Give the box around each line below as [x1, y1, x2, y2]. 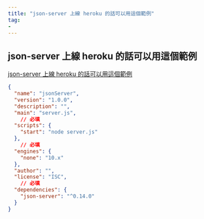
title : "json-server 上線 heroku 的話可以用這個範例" [8, 10, 155, 17]
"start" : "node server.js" [20, 128, 98, 135]
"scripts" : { [14, 122, 52, 129]
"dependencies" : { [14, 187, 68, 193]
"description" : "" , [14, 103, 71, 110]
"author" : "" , [14, 167, 55, 174]
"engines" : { [14, 148, 52, 155]
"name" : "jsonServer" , [14, 91, 80, 97]
